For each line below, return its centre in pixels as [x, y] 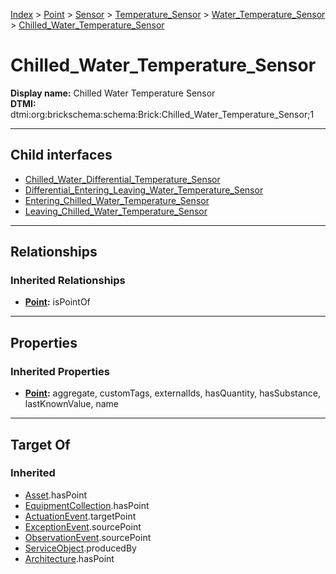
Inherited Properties [60, 371]
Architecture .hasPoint [69, 558]
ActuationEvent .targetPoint [80, 516]
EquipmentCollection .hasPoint [87, 505]
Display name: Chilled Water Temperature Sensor [113, 93]
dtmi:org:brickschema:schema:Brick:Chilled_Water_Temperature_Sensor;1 [162, 114]
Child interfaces [61, 155]
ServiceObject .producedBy [80, 548]
